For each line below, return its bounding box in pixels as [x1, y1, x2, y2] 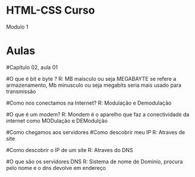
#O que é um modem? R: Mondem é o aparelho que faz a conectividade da [6, 110, 190, 118]
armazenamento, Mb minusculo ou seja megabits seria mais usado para [6, 81, 182, 88]
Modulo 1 [6, 23, 28, 30]
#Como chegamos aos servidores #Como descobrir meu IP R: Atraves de [6, 128, 186, 135]
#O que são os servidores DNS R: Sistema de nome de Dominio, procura [6, 158, 183, 165]
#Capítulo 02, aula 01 [6, 64, 58, 71]
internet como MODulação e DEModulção [6, 117, 108, 124]
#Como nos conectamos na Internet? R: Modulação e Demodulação [6, 99, 172, 106]
